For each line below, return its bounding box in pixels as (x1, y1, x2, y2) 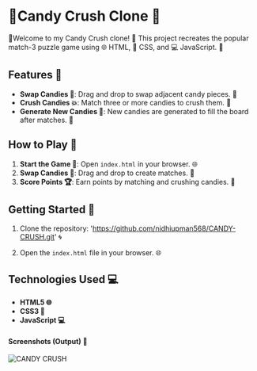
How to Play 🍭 (8, 138, 77, 151)
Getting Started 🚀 (8, 202, 96, 216)
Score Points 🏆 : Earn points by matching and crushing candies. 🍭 (19, 177, 236, 186)
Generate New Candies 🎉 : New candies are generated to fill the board (19, 106, 249, 116)
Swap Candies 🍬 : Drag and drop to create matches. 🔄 (19, 168, 195, 178)
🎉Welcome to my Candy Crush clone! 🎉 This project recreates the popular (8, 33, 249, 43)
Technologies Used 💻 (8, 273, 119, 286)
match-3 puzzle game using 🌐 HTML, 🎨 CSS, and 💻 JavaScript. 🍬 (8, 42, 224, 52)
